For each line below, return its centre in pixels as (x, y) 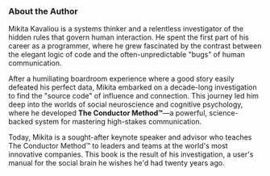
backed (21, 122)
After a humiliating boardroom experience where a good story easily (122, 79)
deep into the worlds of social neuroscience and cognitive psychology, (126, 105)
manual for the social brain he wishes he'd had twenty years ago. (116, 163)
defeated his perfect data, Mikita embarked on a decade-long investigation (133, 87)
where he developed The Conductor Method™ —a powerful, (108, 113)
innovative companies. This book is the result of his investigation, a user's (131, 154)
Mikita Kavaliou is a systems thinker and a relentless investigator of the (126, 29)
